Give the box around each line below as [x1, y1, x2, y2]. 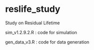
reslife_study [5, 3, 61, 15]
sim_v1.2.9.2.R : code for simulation [5, 29, 77, 35]
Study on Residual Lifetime [5, 20, 60, 26]
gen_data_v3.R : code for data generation [5, 39, 90, 45]
